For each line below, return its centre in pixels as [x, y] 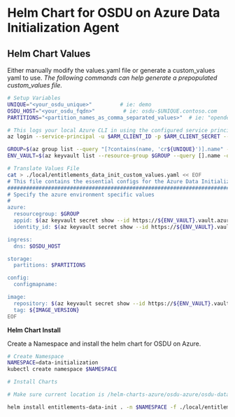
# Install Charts [33, 382]
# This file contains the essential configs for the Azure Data [103, 181]
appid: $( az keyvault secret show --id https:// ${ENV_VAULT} [105, 220]
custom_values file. [35, 85]
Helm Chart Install [34, 330]
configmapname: [36, 285]
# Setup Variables [34, 98]
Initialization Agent [63, 28]
